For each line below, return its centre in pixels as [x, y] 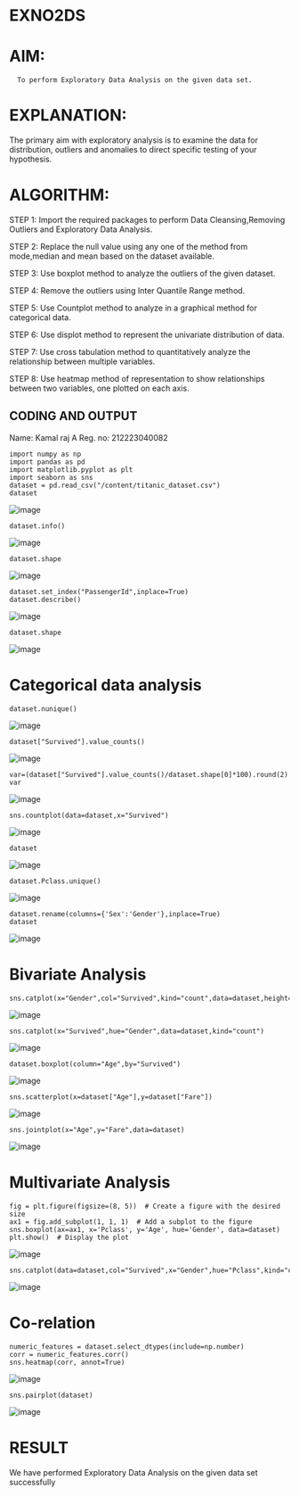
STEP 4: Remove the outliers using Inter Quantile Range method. [127, 290]
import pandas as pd [48, 462]
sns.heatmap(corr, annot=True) [67, 1362]
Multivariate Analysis [90, 1182]
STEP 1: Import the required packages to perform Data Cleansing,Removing [147, 220]
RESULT [39, 1447]
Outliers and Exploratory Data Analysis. [81, 229]
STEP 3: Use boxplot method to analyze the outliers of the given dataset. [142, 273]
